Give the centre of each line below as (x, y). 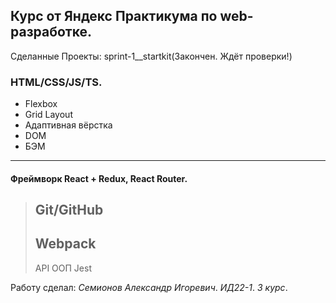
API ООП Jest (63, 268)
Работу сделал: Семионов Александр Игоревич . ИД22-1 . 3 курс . (149, 287)
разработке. (51, 32)
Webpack (65, 244)
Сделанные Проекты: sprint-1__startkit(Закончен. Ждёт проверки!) (151, 56)
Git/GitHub (69, 210)
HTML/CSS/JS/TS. (56, 82)
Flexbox (41, 104)
